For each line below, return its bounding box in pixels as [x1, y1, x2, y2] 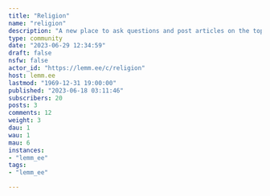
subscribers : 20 [8, 94, 63, 102]
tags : [8, 161, 27, 169]
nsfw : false [8, 57, 48, 65]
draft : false [8, 49, 52, 57]
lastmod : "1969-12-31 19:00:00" [8, 79, 117, 87]
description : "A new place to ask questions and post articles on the [8, 27, 250, 35]
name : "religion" [8, 19, 67, 27]
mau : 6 [8, 138, 31, 147]
